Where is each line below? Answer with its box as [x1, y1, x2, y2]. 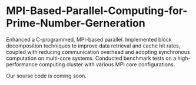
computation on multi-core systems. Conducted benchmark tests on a [6, 55, 177, 62]
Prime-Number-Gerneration [6, 16, 145, 30]
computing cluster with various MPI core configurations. [39, 60, 175, 68]
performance [6, 60, 38, 68]
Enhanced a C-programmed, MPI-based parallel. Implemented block [6, 36, 172, 43]
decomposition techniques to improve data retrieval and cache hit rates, [6, 42, 181, 49]
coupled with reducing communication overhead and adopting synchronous [6, 48, 190, 55]
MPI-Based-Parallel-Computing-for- [6, 4, 188, 18]
